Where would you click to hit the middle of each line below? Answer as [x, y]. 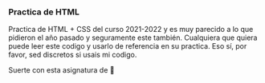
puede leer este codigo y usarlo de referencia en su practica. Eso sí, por [128, 46]
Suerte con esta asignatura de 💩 [61, 70]
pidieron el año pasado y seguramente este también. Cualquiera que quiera [133, 38]
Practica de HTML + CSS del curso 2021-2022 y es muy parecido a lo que [131, 30]
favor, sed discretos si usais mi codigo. [73, 55]
